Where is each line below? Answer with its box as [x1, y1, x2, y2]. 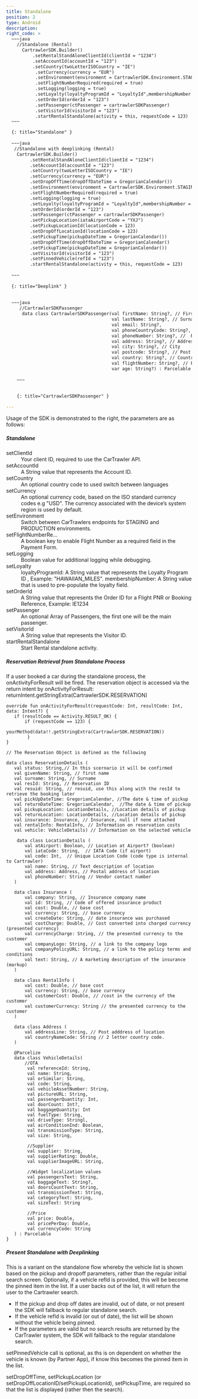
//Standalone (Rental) [16, 42, 72, 48]
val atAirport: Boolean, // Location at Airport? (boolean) [24, 842, 176, 849]
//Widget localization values [27, 1169, 101, 1175]
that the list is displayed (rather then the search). [6, 1385, 124, 1393]
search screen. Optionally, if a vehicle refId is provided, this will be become [6, 1276, 189, 1283]
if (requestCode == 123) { [24, 718, 91, 725]
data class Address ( [14, 1024, 67, 1030]
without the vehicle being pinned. [14, 1319, 96, 1326]
